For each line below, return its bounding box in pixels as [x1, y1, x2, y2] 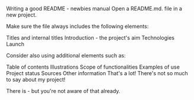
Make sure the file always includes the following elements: [6, 23, 149, 30]
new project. [6, 11, 37, 18]
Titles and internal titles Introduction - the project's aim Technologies [6, 34, 175, 41]
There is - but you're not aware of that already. [6, 88, 120, 94]
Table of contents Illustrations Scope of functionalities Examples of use [6, 63, 180, 70]
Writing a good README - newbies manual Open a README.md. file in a [6, 5, 183, 12]
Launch [6, 41, 25, 47]
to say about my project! [6, 76, 66, 83]
